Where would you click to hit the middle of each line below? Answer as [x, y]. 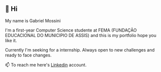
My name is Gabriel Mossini [33, 20]
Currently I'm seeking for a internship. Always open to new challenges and [80, 50]
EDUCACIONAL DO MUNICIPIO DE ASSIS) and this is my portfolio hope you [81, 35]
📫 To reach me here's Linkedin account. [46, 65]
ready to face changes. [28, 55]
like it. [11, 40]
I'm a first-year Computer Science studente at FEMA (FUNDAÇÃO [71, 30]
